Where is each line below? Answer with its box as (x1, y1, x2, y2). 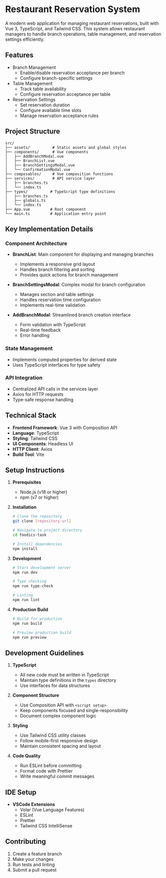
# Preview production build (12, 630, 71, 635)
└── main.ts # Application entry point (5, 211, 107, 216)
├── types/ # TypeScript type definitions (5, 189, 115, 194)
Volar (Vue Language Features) (20, 807, 85, 813)
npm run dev (12, 570, 38, 575)
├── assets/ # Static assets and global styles (5, 145, 127, 150)
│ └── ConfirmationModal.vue (5, 167, 71, 172)
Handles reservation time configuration (20, 297, 101, 303)
